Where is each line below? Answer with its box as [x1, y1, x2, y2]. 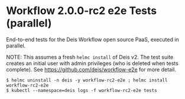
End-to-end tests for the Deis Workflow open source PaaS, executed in [6, 36, 179, 43]
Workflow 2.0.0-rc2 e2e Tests [6, 4, 157, 18]
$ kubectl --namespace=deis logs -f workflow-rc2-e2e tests [6, 87, 158, 93]
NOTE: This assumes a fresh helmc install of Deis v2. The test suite [6, 53, 174, 60]
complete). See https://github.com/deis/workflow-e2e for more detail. [6, 66, 176, 73]
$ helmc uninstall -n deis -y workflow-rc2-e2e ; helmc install [6, 77, 168, 83]
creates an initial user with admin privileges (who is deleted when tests [6, 60, 178, 67]
